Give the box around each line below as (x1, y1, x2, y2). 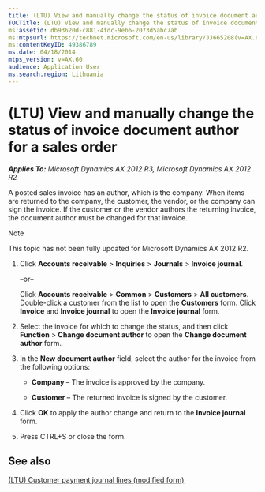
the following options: (19, 362, 91, 371)
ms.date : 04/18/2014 (8, 48, 77, 56)
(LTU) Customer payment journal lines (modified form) (8, 475, 185, 485)
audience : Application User (8, 63, 101, 71)
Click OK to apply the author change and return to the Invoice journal (19, 407, 246, 417)
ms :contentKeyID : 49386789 (8, 41, 97, 49)
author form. (19, 338, 62, 347)
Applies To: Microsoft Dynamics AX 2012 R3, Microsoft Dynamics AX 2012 (8, 163, 252, 174)
